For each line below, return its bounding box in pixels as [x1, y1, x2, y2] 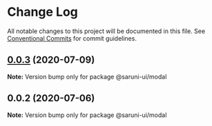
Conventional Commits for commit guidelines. [7, 34, 137, 42]
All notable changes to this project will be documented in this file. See [7, 27, 206, 35]
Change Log [7, 4, 78, 20]
